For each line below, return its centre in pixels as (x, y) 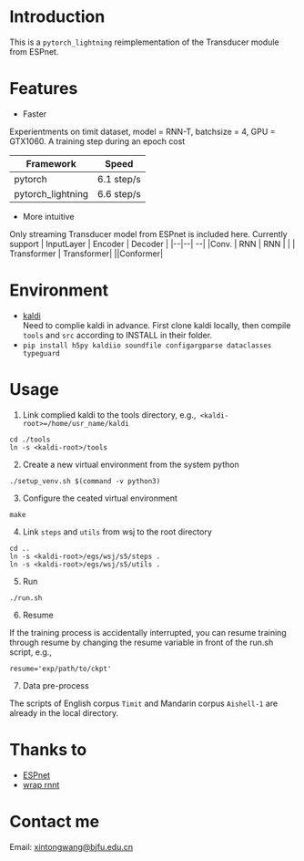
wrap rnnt (41, 784)
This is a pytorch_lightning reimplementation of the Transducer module (144, 42)
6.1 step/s (119, 179)
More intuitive (48, 216)
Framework (51, 163)
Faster (35, 114)
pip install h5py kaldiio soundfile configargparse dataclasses (147, 345)
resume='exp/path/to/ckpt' (61, 669)
